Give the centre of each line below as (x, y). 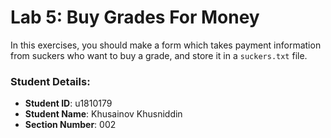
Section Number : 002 (70, 125)
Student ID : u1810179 (68, 103)
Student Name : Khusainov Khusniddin (103, 114)
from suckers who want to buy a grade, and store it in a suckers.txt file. (159, 55)
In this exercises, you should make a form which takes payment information (166, 45)
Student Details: (50, 81)
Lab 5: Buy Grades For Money (135, 17)
